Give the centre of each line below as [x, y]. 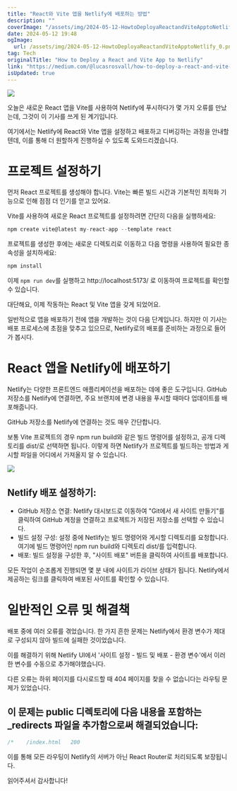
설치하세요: [41, 253]
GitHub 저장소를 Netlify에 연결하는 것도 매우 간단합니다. [84, 422]
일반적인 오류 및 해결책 [69, 610]
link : [15, 67]
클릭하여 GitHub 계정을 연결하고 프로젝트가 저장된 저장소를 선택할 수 [111, 519]
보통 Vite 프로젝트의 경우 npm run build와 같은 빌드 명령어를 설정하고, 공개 [110, 437]
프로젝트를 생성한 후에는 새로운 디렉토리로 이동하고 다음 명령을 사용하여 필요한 [115, 244]
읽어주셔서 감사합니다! [38, 780]
